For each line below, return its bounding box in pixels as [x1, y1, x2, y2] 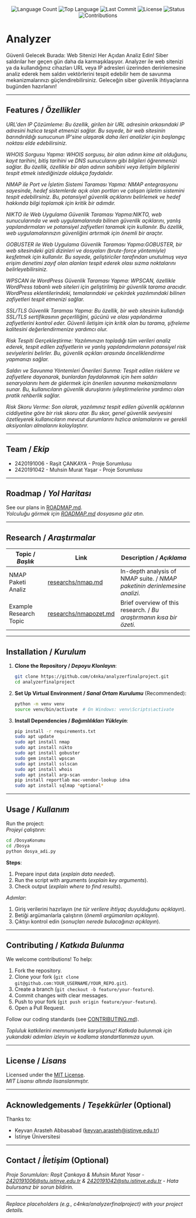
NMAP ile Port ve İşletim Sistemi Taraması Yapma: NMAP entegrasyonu [6, 181, 178, 188]
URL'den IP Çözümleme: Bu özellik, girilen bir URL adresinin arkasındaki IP [6, 121, 185, 128]
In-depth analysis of [120, 567, 177, 575]
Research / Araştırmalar [6, 533, 96, 543]
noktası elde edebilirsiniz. [6, 139, 68, 146]
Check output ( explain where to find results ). [14, 883, 123, 890]
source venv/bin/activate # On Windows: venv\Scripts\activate [14, 706, 174, 712]
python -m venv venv [14, 701, 65, 707]
